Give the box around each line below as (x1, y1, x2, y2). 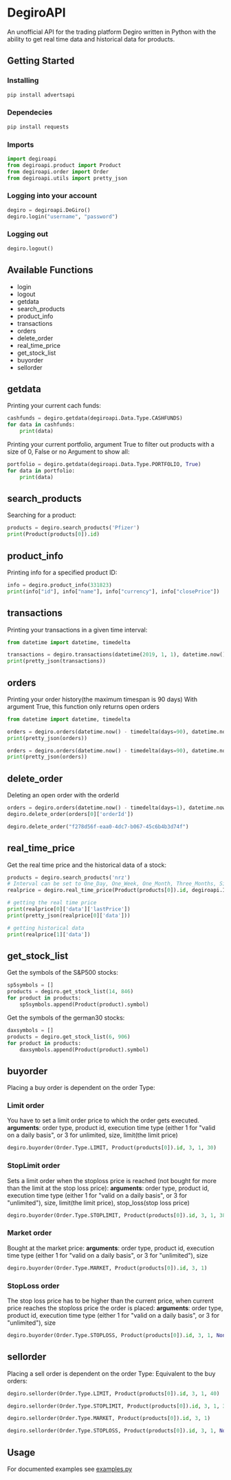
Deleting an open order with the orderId (7, 791, 119, 799)
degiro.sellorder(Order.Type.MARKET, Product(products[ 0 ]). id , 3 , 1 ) (7, 1415, 211, 1422)
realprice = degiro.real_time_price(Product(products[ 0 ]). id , (7, 887, 189, 894)
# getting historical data (7, 924, 85, 931)
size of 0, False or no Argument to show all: (7, 447, 130, 456)
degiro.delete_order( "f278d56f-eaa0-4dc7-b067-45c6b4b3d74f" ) (7, 823, 189, 830)
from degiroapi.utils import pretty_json (7, 175, 128, 182)
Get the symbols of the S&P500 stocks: (7, 968, 118, 977)
